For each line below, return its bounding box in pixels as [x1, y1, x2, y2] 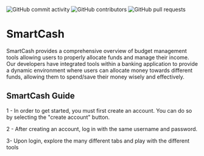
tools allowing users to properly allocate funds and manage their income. [6, 54, 189, 61]
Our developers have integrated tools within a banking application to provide [6, 60, 198, 67]
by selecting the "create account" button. [6, 113, 110, 121]
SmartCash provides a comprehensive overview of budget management [6, 47, 187, 54]
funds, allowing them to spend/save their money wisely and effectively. [6, 73, 185, 80]
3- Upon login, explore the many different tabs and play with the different [6, 137, 190, 144]
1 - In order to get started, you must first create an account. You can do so [6, 107, 192, 114]
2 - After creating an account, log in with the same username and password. [6, 125, 198, 132]
